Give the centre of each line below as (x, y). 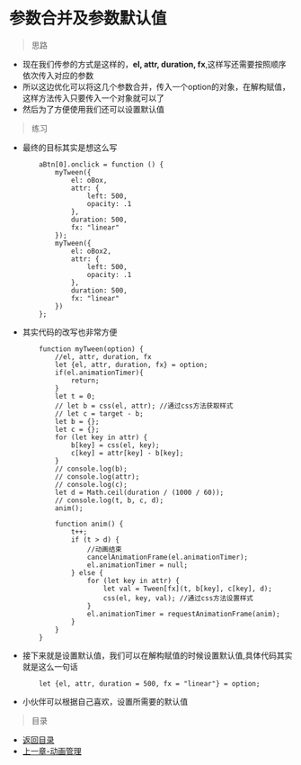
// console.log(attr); (97, 477)
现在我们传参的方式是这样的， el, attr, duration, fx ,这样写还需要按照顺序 (154, 64)
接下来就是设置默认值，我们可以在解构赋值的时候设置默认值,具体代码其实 (157, 655)
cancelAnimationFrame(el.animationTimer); (168, 557)
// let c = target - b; (99, 414)
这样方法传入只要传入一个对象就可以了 (93, 98)
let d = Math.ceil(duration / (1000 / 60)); (140, 492)
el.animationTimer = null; (137, 565)
